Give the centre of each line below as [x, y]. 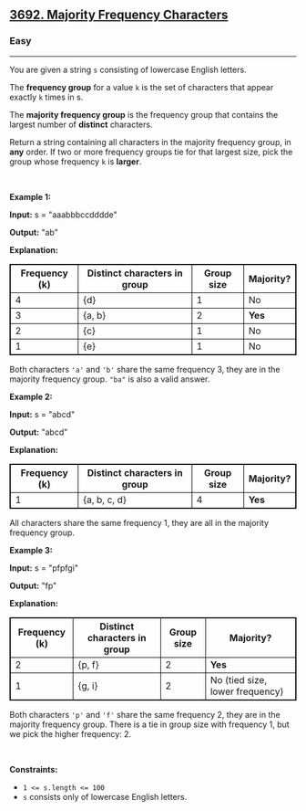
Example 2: [31, 396]
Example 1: [31, 196]
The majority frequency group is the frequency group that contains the [144, 114]
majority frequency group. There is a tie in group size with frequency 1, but [149, 724]
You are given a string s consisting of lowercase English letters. [128, 69]
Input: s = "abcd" [42, 414]
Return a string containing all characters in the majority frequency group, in [150, 142]
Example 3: [31, 550]
